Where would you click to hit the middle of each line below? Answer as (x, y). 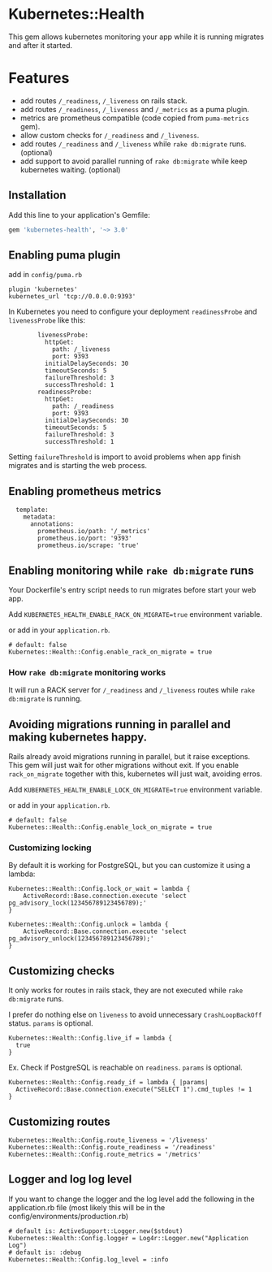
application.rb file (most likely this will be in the (87, 1207)
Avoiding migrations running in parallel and (120, 724)
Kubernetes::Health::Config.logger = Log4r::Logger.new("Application (129, 1238)
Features (39, 78)
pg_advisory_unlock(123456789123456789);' (81, 939)
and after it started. (41, 45)
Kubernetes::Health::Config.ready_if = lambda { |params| (108, 1083)
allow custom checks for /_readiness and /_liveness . (110, 135)
